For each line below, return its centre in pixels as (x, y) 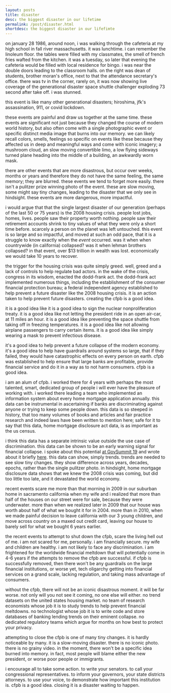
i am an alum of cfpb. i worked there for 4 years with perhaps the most (79, 382)
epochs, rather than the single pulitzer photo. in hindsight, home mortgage (83, 468)
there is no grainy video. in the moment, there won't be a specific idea (79, 648)
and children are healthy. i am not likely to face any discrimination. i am (80, 547)
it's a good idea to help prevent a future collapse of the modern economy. (82, 345)
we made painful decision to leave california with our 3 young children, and (84, 516)
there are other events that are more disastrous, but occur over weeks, (79, 171)
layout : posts (20, 10)
